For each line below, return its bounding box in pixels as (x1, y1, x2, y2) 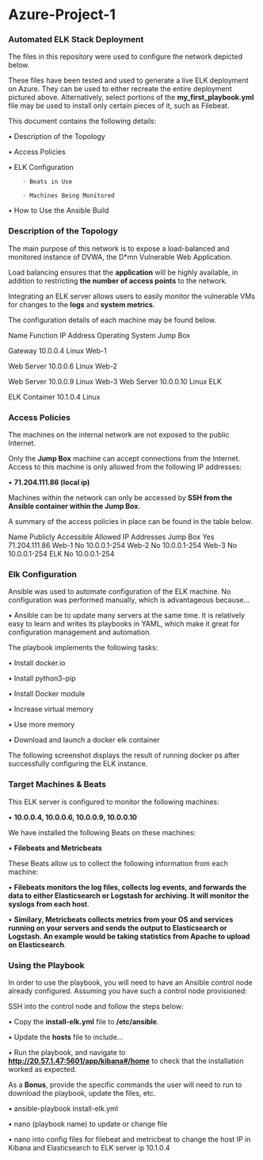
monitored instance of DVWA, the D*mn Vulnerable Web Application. (8, 252, 232, 261)
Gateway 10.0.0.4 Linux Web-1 (8, 345, 107, 355)
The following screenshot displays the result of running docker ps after (8, 750, 240, 760)
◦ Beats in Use (22, 178, 73, 186)
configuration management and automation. (8, 627, 152, 637)
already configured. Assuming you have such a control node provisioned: (8, 986, 247, 996)
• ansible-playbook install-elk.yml (8, 1104, 119, 1113)
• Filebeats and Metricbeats (8, 843, 103, 853)
